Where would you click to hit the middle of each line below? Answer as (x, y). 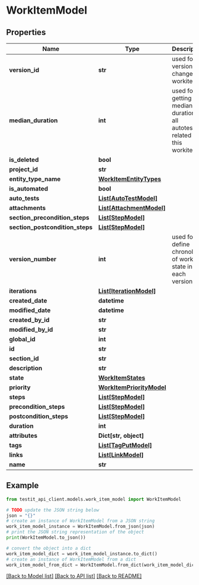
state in (182, 266)
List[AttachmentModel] (132, 208)
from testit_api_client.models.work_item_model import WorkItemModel (94, 499)
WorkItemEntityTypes (130, 179)
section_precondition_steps (49, 217)
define (181, 244)
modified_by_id (31, 330)
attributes (23, 435)
